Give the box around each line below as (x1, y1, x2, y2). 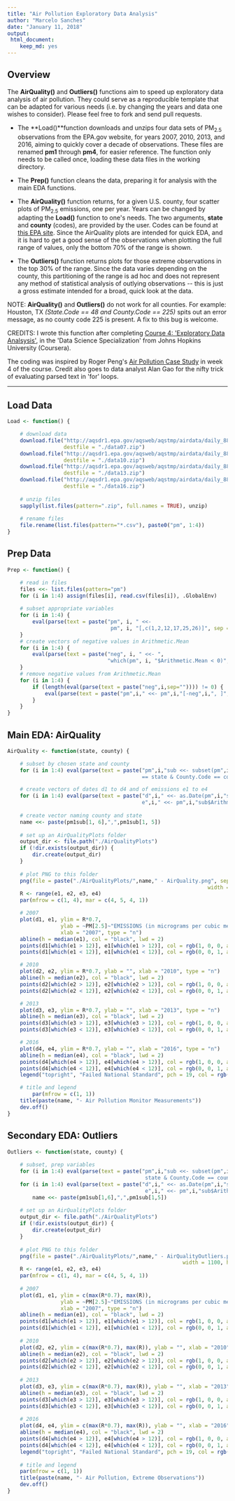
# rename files (20, 515, 64, 523)
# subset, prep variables (20, 1161, 96, 1168)
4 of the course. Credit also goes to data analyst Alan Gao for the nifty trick (7, 365, 224, 373)
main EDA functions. (17, 183, 76, 192)
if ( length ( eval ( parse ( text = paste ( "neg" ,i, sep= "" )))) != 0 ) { (32, 683, 224, 691)
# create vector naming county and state (20, 812, 142, 819)
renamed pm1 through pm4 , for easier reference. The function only (17, 147, 211, 156)
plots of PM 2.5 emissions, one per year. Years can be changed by (17, 204, 206, 215)
